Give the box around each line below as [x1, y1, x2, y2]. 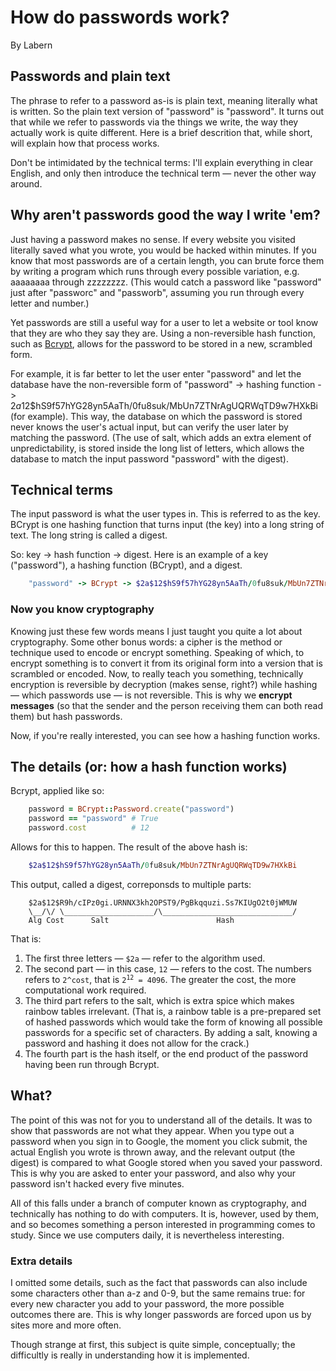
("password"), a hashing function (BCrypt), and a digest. [10, 559, 243, 571]
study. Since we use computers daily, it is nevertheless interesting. [10, 1229, 285, 1241]
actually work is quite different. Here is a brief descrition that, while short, [10, 126, 313, 138]
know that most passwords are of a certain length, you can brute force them [10, 254, 325, 266]
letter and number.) [10, 297, 90, 309]
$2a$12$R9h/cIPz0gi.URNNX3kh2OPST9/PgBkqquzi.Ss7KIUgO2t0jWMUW [28, 897, 298, 908]
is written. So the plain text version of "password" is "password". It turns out [10, 105, 325, 117]
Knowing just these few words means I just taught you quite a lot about [10, 625, 303, 637]
